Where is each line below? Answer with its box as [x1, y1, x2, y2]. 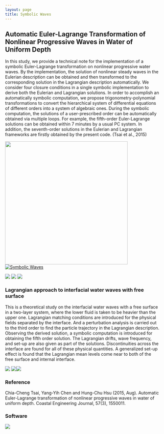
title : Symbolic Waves [5, 12, 51, 17]
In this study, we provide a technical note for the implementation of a [5, 59, 143, 64]
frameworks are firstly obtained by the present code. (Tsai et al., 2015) [5, 131, 147, 138]
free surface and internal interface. [5, 356, 76, 362]
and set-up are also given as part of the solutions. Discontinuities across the [5, 341, 159, 346]
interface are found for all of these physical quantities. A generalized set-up [5, 345, 158, 352]
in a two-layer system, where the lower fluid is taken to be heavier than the [5, 309, 156, 315]
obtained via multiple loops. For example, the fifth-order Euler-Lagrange [5, 116, 150, 122]
